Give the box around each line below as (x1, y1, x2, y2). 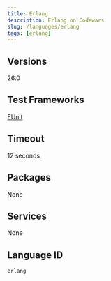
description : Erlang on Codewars (7, 17, 105, 24)
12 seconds (7, 151, 40, 160)
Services (7, 210, 47, 222)
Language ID (7, 249, 64, 261)
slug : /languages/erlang (7, 23, 80, 30)
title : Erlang (7, 10, 49, 17)
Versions (7, 55, 47, 67)
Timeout (7, 133, 45, 145)
